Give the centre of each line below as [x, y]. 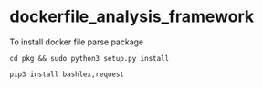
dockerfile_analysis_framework [131, 17]
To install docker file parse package [77, 42]
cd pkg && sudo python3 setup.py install [89, 58]
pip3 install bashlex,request [67, 74]
